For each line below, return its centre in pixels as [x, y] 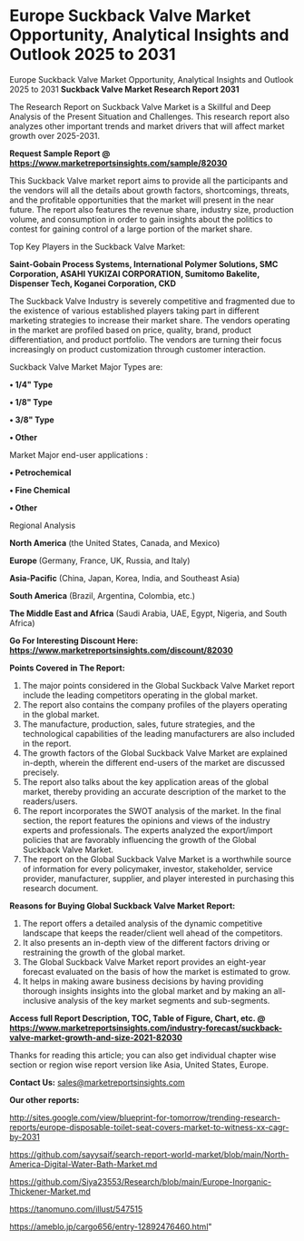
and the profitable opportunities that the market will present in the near [142, 200]
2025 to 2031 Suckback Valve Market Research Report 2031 [124, 89]
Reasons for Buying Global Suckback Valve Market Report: [123, 906]
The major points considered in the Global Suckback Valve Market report [158, 685]
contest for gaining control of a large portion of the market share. [131, 229]
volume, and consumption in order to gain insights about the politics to [141, 219]
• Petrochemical [40, 472]
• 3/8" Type [32, 420]
